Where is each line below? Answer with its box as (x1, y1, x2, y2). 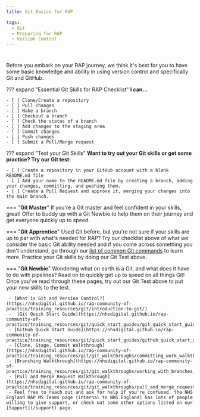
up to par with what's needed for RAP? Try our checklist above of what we (6, 235, 189, 242)
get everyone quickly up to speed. (6, 217, 90, 224)
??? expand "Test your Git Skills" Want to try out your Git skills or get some (6, 150, 192, 157)
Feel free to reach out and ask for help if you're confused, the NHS (14, 390, 193, 396)
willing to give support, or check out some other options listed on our (6, 400, 193, 406)
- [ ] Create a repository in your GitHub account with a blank (6, 167, 169, 173)
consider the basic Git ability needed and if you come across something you (6, 241, 193, 248)
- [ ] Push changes (6, 134, 55, 140)
